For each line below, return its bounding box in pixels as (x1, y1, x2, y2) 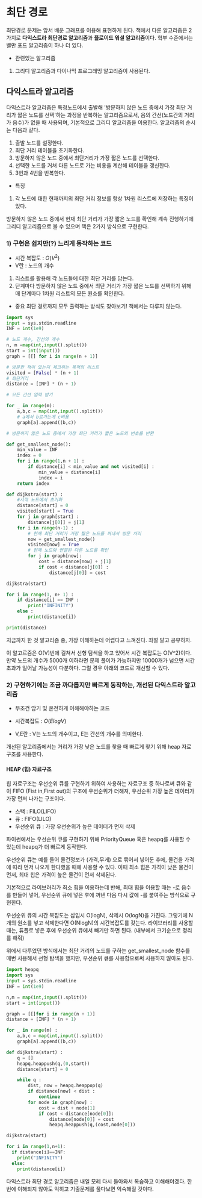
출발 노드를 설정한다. (14, 139, 64, 146)
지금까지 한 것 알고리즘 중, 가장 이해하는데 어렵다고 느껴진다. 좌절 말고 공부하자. (6, 636, 192, 643)
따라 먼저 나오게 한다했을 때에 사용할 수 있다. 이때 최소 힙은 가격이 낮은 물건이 (12, 864, 194, 871)
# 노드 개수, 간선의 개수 (6, 337, 60, 343)
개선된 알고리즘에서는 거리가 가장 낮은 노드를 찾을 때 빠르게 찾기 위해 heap (6, 743, 180, 750)
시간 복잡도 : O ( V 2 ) (14, 254, 60, 261)
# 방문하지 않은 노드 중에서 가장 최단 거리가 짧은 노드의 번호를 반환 (6, 430, 155, 437)
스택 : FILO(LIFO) (14, 808, 57, 815)
